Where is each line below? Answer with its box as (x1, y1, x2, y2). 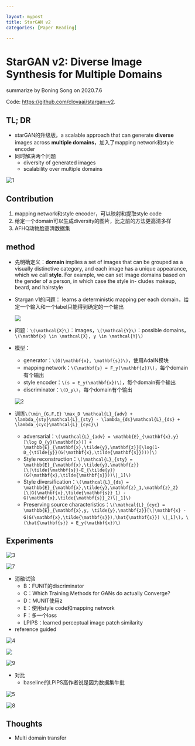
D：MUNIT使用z (23, 597, 63, 604)
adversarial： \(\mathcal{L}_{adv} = (23, 433, 111, 440)
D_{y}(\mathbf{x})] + (39, 439, 92, 445)
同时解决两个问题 (14, 153, 56, 160)
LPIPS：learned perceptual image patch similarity (23, 619, 143, 626)
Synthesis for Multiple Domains (6, 67, 163, 81)
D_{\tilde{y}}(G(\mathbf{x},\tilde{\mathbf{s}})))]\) (23, 450, 158, 455)
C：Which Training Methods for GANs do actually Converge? (23, 589, 171, 596)
